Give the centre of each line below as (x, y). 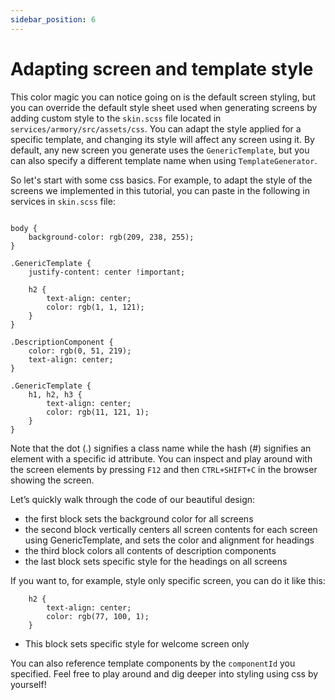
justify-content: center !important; (107, 272)
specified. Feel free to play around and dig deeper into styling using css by (164, 673)
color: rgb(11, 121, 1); (98, 412)
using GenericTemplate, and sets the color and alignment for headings (169, 540)
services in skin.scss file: (63, 201)
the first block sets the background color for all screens (139, 518)
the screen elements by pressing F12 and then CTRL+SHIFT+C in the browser (164, 469)
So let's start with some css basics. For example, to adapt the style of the (161, 180)
